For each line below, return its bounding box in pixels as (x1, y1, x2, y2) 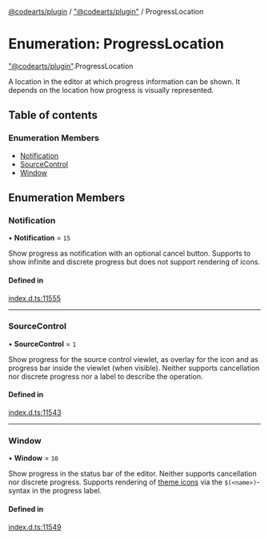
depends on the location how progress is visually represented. (8, 85, 215, 95)
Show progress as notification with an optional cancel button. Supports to (8, 248, 251, 259)
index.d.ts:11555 (8, 293, 62, 303)
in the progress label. (31, 486, 102, 496)
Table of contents (8, 108, 98, 123)
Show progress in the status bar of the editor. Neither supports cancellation (8, 469, 258, 479)
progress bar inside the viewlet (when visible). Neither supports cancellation (8, 363, 260, 372)
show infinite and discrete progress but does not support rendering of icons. (8, 257, 260, 267)
